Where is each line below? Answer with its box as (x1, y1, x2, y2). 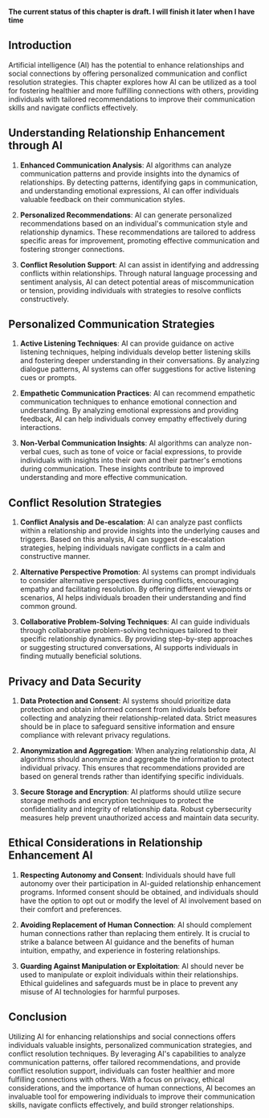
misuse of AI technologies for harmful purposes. (19, 987, 181, 996)
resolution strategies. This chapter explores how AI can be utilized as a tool (8, 77, 257, 87)
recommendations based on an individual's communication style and (19, 218, 248, 228)
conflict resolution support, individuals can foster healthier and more (8, 1066, 235, 1075)
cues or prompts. (19, 373, 77, 383)
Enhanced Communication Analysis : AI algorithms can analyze (19, 160, 232, 170)
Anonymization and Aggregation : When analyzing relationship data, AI (19, 746, 257, 756)
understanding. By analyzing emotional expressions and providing (19, 406, 239, 416)
